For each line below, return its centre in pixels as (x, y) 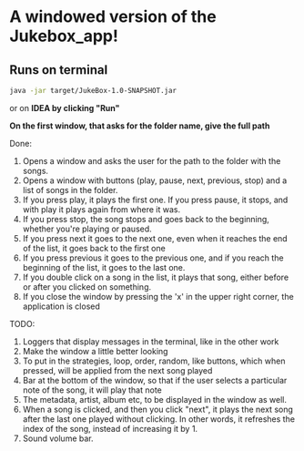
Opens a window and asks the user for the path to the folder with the (152, 160)
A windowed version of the (113, 17)
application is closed (61, 306)
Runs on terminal (59, 70)
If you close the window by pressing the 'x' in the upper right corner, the (158, 296)
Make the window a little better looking (95, 351)
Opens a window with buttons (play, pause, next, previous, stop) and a (155, 180)
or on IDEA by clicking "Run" (65, 108)
